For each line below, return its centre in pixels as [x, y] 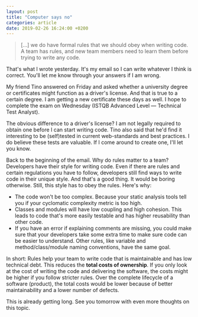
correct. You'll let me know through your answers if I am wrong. [83, 75]
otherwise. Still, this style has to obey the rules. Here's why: [79, 185]
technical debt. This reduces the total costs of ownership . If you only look [97, 265]
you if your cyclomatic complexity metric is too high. [78, 203]
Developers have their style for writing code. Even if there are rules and [93, 166]
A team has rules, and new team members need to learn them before [104, 52]
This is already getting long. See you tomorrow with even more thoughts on [98, 302]
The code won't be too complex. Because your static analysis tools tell [100, 197]
